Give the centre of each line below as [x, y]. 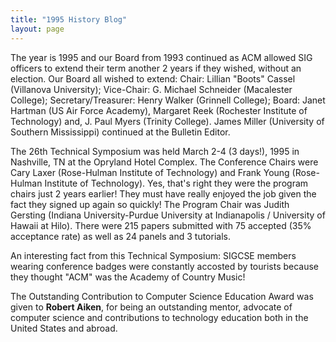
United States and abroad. [64, 328]
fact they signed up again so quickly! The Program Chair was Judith [150, 204]
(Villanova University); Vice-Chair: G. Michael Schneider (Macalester [151, 89]
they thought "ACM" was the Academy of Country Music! [128, 277]
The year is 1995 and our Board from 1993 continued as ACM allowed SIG [161, 57]
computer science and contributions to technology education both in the [159, 317]
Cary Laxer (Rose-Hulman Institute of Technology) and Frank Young [150, 172]
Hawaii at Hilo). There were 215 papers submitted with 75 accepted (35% [161, 225]
